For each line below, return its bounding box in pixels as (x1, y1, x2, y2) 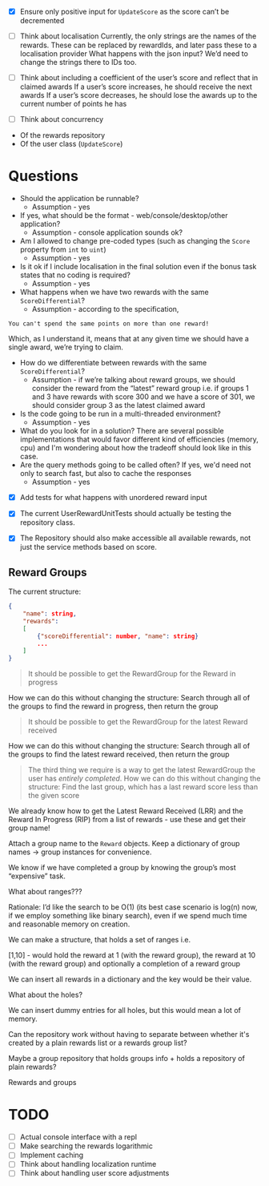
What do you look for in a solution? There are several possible (19, 426, 224, 436)
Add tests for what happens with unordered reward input (19, 493, 207, 502)
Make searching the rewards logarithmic (19, 1141, 154, 1151)
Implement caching (19, 1150, 84, 1160)
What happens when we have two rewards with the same (19, 288, 210, 297)
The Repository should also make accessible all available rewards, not (19, 533, 251, 543)
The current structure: (8, 587, 82, 596)
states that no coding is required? (19, 270, 130, 280)
